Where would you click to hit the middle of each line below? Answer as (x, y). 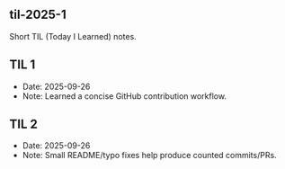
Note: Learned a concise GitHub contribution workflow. (125, 96)
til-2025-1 (38, 15)
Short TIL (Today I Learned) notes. (73, 36)
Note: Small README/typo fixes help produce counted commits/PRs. (149, 156)
